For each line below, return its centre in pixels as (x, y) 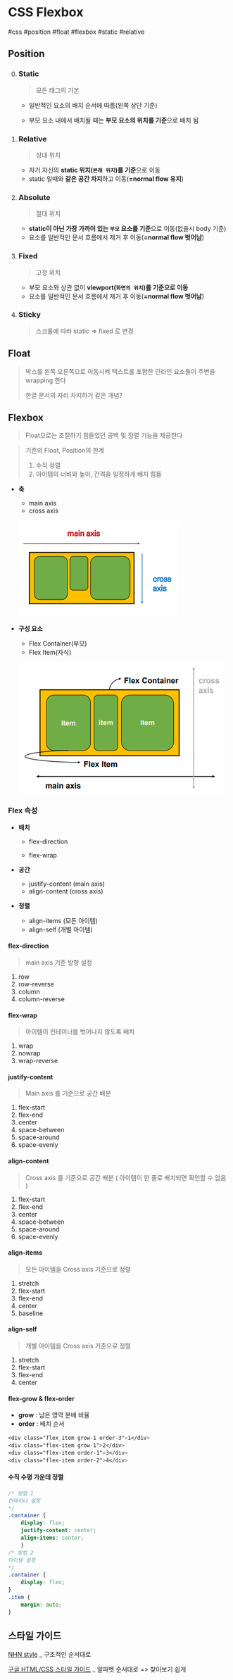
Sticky (30, 315)
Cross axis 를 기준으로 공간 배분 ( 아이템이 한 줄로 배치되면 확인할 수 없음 (126, 1177)
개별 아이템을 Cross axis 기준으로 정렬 (78, 1346)
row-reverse (36, 984)
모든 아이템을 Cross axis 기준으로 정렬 (78, 1269)
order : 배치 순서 (41, 1424)
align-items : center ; (52, 1538)
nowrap (29, 1053)
